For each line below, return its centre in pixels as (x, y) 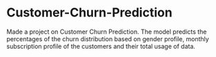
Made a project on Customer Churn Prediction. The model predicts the (107, 32)
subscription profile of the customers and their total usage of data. (101, 46)
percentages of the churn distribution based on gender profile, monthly (108, 38)
